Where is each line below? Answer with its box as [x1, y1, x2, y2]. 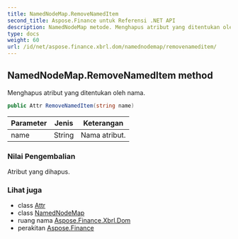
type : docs [7, 30, 40, 38]
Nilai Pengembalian [7, 151, 76, 161]
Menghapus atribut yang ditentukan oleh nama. [7, 88, 145, 96]
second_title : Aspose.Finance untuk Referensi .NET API [7, 17, 176, 24]
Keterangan [83, 118, 124, 128]
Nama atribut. [80, 130, 126, 140]
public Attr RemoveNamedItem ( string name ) [7, 102, 135, 109]
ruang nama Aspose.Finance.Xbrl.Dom [17, 216, 131, 225]
